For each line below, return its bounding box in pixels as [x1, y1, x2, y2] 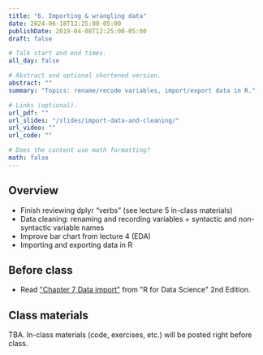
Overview [8, 184, 59, 197]
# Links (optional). [8, 101, 79, 110]
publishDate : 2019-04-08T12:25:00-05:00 [8, 27, 148, 35]
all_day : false [8, 57, 60, 65]
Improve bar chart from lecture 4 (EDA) [19, 231, 152, 240]
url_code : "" [8, 132, 53, 140]
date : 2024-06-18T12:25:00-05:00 [8, 19, 122, 28]
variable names [52, 223, 105, 232]
